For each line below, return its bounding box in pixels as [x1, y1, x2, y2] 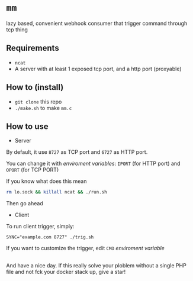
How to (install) [6, 82, 64, 92]
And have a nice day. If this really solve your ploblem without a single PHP [6, 261, 186, 269]
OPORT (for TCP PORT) [6, 166, 59, 173]
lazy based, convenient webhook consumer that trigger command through [6, 20, 188, 27]
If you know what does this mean [6, 177, 87, 185]
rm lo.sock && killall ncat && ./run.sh [6, 189, 108, 195]
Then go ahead [6, 200, 43, 207]
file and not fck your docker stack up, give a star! [6, 268, 126, 275]
